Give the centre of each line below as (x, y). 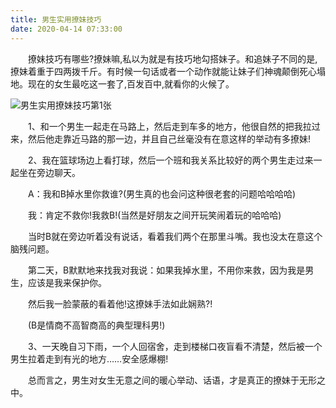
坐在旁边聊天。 (49, 172)
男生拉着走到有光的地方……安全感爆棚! (89, 358)
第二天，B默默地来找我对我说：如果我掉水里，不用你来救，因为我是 (166, 270)
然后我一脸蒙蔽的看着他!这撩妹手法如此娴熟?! (120, 303)
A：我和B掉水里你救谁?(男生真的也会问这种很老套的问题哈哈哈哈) (162, 193)
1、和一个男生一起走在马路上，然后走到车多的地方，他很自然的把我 (165, 126)
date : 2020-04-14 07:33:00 (66, 29)
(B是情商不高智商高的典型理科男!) (96, 325)
